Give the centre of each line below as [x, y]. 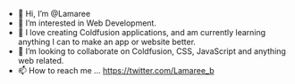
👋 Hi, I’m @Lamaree [54, 14]
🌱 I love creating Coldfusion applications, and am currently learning [142, 32]
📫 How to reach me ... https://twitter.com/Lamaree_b [116, 70]
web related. [41, 61]
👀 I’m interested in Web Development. [87, 23]
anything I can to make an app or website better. [107, 42]
